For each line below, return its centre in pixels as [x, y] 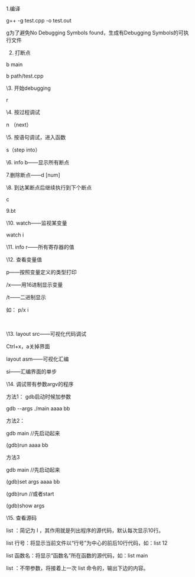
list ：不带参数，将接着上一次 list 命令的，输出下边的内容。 [77, 568]
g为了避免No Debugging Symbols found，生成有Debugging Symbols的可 [95, 33]
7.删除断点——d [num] [33, 175]
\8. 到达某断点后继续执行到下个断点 [49, 187]
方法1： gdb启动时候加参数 [39, 397]
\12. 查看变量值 [24, 260]
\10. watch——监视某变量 [37, 223]
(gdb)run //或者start [30, 494]
